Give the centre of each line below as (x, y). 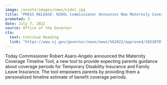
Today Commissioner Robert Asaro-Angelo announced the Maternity (75, 56)
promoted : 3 (17, 19)
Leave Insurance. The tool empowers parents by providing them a (73, 72)
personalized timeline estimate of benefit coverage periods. (66, 77)
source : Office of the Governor (39, 28)
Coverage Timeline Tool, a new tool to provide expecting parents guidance (82, 61)
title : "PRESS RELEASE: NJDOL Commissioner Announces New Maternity (78, 14)
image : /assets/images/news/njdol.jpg (45, 10)
